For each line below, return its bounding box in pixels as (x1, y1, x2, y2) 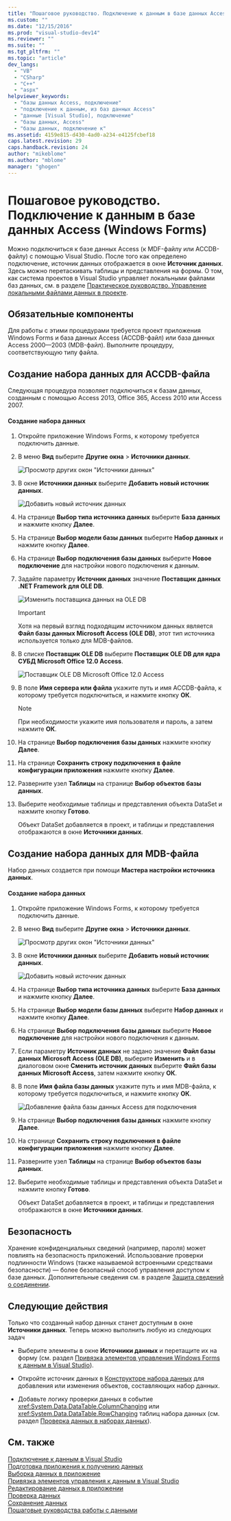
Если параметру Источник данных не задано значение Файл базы (17, 1047, 216, 1056)
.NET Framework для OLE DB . (17, 582, 104, 590)
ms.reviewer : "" (8, 36, 54, 43)
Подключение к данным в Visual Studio (8, 1454, 123, 1463)
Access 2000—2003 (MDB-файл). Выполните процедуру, (8, 341, 174, 349)
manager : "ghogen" (8, 163, 60, 170)
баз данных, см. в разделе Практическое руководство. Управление (8, 281, 207, 289)
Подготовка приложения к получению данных (8, 1462, 143, 1470)
